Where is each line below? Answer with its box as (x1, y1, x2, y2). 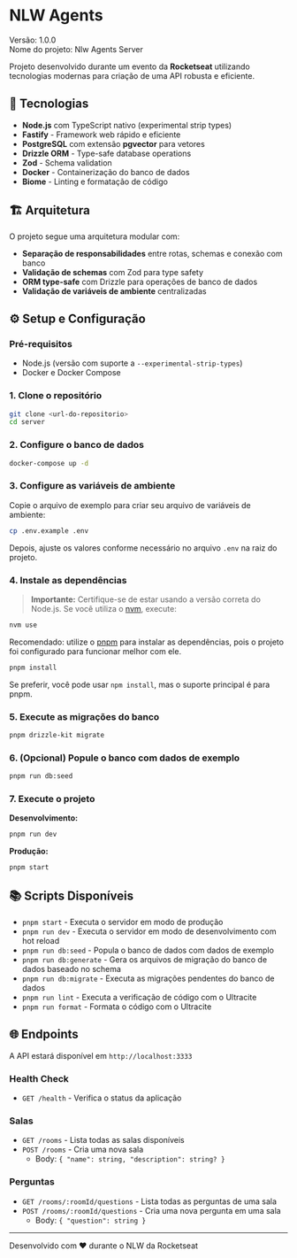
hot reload (21, 935, 60, 945)
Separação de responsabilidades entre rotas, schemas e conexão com (21, 248, 283, 259)
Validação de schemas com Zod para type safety (21, 266, 204, 277)
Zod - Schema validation (21, 157, 112, 168)
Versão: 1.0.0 (9, 35, 57, 45)
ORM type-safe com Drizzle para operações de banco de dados (21, 276, 258, 287)
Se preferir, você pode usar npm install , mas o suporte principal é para (9, 679, 270, 690)
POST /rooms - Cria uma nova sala (21, 1144, 144, 1155)
